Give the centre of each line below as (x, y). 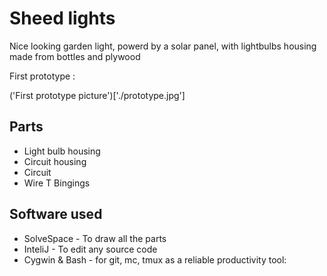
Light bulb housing (62, 151)
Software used (56, 214)
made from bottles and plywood (75, 56)
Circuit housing (55, 161)
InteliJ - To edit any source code (90, 249)
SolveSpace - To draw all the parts (95, 238)
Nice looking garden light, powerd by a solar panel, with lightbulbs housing (163, 46)
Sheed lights (62, 18)
